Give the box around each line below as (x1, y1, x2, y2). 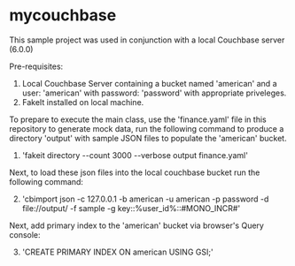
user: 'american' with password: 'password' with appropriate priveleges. (21, 87, 287, 98)
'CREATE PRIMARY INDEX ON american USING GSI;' (21, 247, 214, 257)
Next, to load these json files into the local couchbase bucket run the (9, 167, 260, 178)
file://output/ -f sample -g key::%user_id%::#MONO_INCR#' (21, 202, 241, 213)
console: (9, 229, 42, 239)
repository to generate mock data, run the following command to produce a (9, 123, 284, 133)
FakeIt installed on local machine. (21, 96, 144, 107)
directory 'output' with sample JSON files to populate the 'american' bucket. (9, 133, 287, 143)
